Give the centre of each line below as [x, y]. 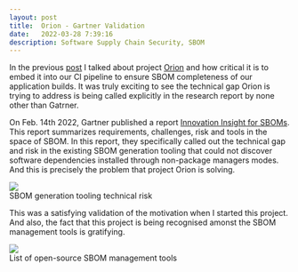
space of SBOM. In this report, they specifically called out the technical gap [148, 141]
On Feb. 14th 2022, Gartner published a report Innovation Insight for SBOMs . [149, 123]
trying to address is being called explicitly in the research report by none [142, 96]
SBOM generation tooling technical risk [81, 196]
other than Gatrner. [44, 105]
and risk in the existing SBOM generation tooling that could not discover [141, 151]
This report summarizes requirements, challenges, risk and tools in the [138, 132]
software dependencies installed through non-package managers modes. [144, 160]
